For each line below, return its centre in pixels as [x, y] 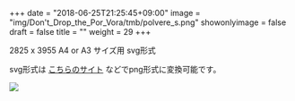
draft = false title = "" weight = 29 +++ [80, 32]
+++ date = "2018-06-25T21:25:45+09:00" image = [105, 13]
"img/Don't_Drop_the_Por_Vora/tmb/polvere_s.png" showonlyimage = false [148, 22]
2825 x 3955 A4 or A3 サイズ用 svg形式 [83, 50]
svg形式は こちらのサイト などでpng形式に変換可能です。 [115, 69]
